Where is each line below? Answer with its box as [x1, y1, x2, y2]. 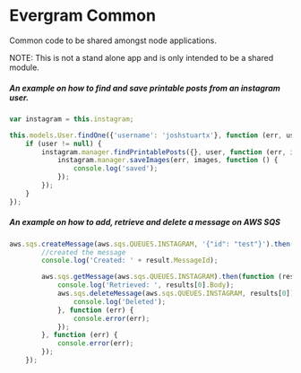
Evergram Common [9, 5, 157, 26]
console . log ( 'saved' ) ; [73, 164, 159, 173]
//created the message [41, 247, 126, 256]
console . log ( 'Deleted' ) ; [73, 297, 167, 306]
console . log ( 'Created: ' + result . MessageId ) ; [41, 256, 219, 265]
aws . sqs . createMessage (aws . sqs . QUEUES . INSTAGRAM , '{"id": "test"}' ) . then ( [9, 239, 295, 248]
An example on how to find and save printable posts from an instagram [9, 82, 280, 93]
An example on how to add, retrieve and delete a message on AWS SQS [9, 217, 280, 228]
